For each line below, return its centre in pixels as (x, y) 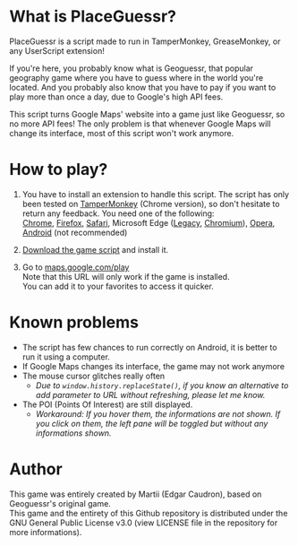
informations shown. (73, 433)
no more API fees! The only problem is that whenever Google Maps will (140, 124)
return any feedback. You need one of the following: (118, 213)
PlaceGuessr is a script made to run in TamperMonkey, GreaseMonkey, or (145, 41)
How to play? (59, 170)
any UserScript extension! (57, 50)
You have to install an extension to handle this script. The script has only (155, 194)
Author (36, 469)
